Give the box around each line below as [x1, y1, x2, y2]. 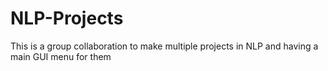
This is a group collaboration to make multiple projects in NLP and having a [10, 40, 319, 52]
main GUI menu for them [10, 50, 112, 62]
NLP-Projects [10, 7, 124, 30]
